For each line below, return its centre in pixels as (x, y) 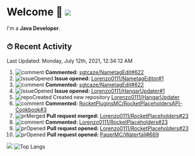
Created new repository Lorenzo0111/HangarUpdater (116, 97)
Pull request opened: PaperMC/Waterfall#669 (103, 134)
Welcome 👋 (35, 12)
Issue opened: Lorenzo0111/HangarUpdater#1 (110, 91)
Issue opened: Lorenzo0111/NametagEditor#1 (109, 78)
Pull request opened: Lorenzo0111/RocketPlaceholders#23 (118, 128)
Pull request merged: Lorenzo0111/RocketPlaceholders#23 (118, 116)
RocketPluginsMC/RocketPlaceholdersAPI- (131, 103)
